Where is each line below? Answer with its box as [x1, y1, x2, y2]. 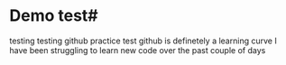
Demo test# [9, 5, 99, 26]
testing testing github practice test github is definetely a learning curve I [9, 35, 277, 46]
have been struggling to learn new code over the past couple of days [9, 44, 266, 55]
